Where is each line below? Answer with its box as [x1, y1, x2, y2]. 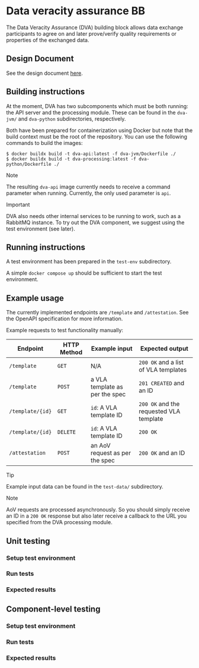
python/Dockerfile [6, 161, 52, 167]
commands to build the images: [6, 139, 83, 146]
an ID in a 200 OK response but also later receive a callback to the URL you [6, 512, 187, 519]
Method [60, 348, 83, 357]
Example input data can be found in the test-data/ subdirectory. [6, 483, 164, 490]
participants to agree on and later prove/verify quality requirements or [6, 30, 176, 37]
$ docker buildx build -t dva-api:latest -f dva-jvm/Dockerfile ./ [6, 150, 176, 157]
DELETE [57, 429, 76, 436]
